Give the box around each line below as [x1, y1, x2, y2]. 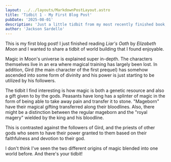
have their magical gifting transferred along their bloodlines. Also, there [5, 104, 155, 110]
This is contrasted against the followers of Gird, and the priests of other [5, 125, 155, 131]
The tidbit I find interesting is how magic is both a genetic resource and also [5, 87, 164, 94]
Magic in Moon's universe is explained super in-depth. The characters [5, 56, 153, 62]
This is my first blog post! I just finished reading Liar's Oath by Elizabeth [5, 40, 156, 47]
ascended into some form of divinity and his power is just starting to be [5, 72, 155, 78]
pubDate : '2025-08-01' [5, 17, 53, 22]
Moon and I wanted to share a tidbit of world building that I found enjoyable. [5, 46, 164, 52]
